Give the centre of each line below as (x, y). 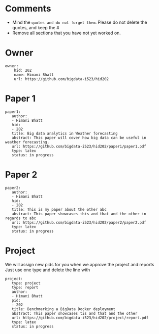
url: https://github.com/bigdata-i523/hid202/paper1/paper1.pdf (79, 146)
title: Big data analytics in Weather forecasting (65, 133)
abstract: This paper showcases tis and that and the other (75, 313)
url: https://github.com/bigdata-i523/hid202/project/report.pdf (80, 318)
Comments (28, 9)
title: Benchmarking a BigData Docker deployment (64, 309)
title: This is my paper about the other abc (59, 209)
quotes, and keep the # (36, 27)
